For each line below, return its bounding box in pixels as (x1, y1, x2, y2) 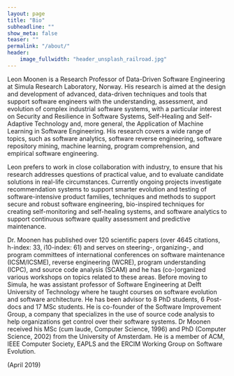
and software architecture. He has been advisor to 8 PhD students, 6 (7, 295, 205, 303)
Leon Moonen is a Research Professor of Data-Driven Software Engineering (7, 75, 226, 83)
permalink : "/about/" (7, 43, 71, 50)
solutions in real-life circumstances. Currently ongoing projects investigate (7, 178, 222, 186)
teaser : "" (7, 36, 39, 43)
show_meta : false (7, 29, 58, 37)
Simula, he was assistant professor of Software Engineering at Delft (7, 280, 202, 289)
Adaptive (7, 120, 34, 128)
